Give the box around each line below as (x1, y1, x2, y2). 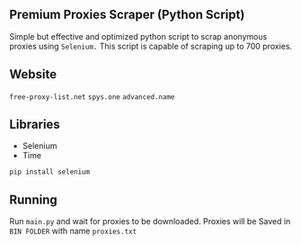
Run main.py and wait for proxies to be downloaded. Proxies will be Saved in (9, 216, 291, 227)
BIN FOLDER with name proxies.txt (9, 225, 137, 237)
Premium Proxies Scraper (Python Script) (9, 7, 245, 23)
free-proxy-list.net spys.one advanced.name (9, 92, 175, 102)
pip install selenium (9, 168, 91, 177)
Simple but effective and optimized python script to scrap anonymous (9, 31, 268, 41)
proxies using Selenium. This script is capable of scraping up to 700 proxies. (9, 41, 293, 51)
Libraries (9, 117, 60, 132)
